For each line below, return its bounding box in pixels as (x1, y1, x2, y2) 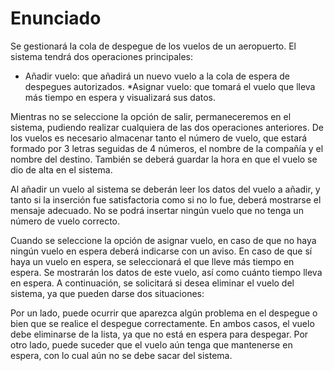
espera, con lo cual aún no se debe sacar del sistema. (10, 349, 233, 361)
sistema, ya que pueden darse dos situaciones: (10, 287, 205, 299)
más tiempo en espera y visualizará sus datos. (24, 91, 217, 103)
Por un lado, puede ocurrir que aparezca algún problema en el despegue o (10, 307, 318, 319)
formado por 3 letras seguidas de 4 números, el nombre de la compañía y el (10, 142, 324, 154)
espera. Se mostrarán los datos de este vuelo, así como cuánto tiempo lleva (10, 266, 323, 278)
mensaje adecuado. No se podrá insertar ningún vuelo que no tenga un (10, 204, 304, 216)
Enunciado (10, 7, 102, 30)
